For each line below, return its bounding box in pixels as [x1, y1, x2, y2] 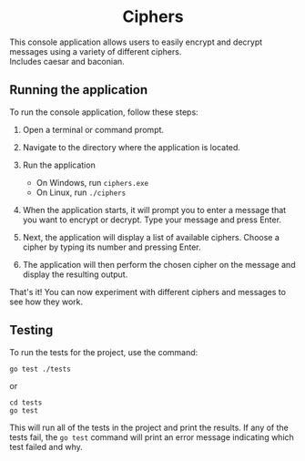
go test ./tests [9, 364, 71, 374]
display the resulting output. [22, 269, 128, 280]
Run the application [22, 159, 96, 170]
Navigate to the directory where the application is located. [22, 141, 241, 152]
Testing [9, 323, 54, 338]
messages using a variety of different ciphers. [9, 46, 182, 56]
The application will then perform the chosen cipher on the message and [22, 259, 296, 270]
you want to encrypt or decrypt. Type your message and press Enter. [22, 214, 282, 225]
